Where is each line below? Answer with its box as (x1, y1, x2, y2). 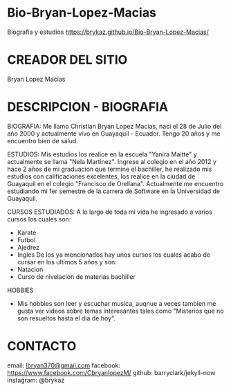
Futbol (17, 235, 36, 244)
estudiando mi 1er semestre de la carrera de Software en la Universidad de (7, 187, 220, 195)
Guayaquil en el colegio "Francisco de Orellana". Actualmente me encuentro (7, 179, 223, 188)
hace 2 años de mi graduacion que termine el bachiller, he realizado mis (7, 165, 212, 173)
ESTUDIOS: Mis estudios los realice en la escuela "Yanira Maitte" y (7, 150, 197, 158)
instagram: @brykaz (7, 376, 65, 384)
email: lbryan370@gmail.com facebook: (7, 361, 121, 370)
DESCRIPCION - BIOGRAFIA (7, 99, 168, 115)
